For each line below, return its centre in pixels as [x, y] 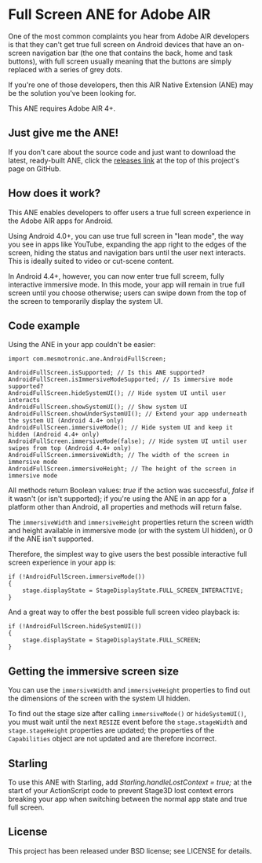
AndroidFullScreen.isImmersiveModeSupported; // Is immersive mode [121, 380]
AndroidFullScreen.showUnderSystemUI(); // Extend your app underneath [127, 414]
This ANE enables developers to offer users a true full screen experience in [129, 212]
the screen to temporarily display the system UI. [86, 301]
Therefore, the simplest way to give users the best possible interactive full [127, 554]
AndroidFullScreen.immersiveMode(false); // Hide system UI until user [127, 441]
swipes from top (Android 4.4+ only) [70, 448]
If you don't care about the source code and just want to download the [122, 152]
